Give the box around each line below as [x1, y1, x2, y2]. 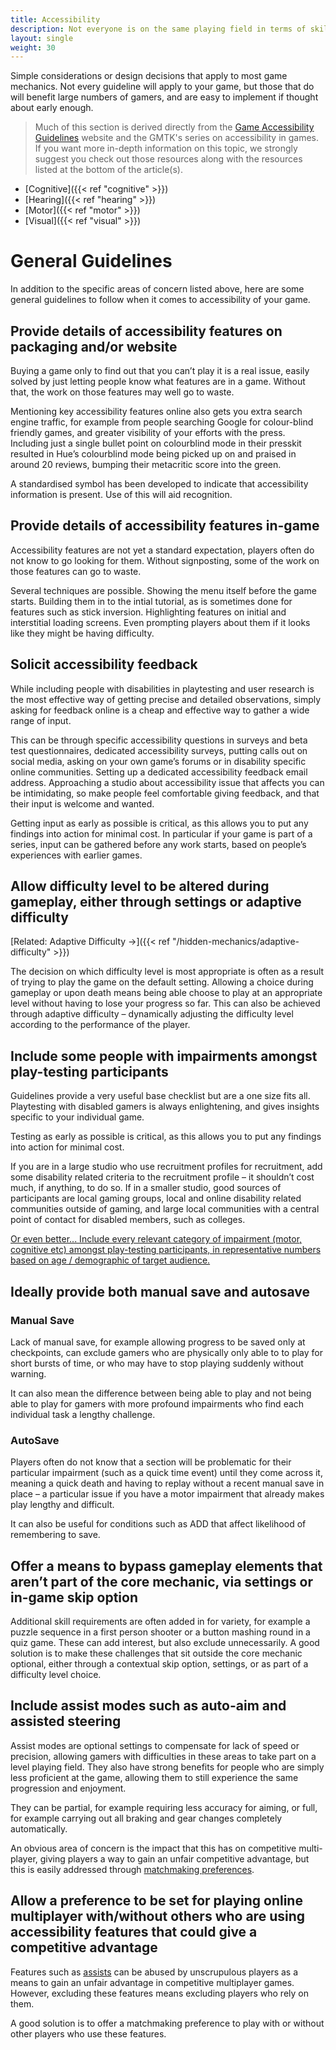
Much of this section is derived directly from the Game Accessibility [34, 121, 315, 133]
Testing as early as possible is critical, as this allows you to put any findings [10, 1131, 322, 1143]
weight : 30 [10, 42, 56, 53]
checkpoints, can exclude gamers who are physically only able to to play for [10, 1346, 324, 1358]
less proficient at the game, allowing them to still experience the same [10, 1771, 299, 1783]
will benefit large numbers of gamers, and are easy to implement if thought [10, 91, 319, 103]
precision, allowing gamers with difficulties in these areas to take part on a [10, 1750, 317, 1762]
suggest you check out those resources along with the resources [34, 153, 303, 165]
